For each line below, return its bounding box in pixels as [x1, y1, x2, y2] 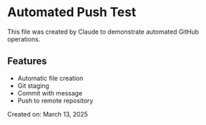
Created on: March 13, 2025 [7, 110, 89, 118]
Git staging [17, 81, 49, 90]
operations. [7, 34, 41, 43]
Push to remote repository [17, 96, 94, 105]
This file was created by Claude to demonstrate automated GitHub [7, 27, 199, 36]
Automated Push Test [7, 4, 136, 20]
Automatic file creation [17, 74, 84, 82]
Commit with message [17, 88, 83, 97]
